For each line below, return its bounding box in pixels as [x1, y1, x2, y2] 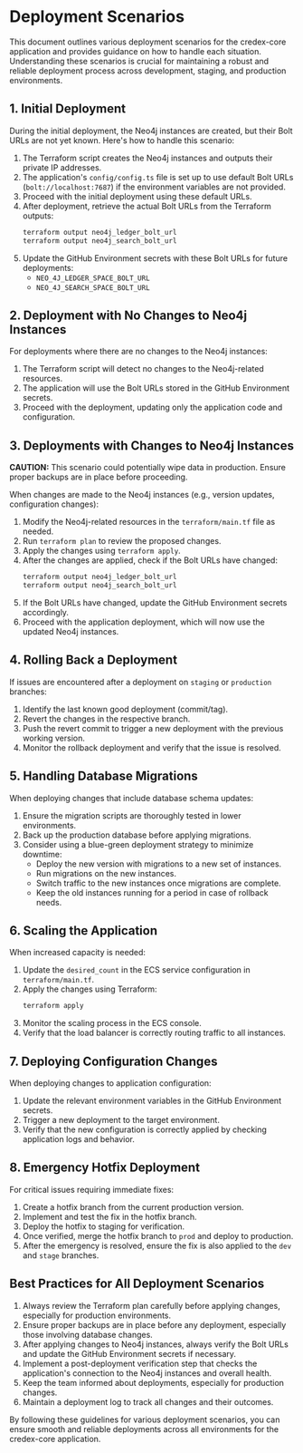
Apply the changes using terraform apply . [22, 546, 181, 557]
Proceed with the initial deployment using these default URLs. [22, 190, 252, 201]
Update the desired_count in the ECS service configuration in [22, 964, 251, 975]
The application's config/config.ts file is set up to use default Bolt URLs [22, 171, 294, 182]
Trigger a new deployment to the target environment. [22, 1115, 220, 1125]
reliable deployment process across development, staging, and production [9, 65, 287, 76]
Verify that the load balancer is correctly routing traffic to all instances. [22, 1027, 287, 1039]
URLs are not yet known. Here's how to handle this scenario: [9, 134, 235, 146]
